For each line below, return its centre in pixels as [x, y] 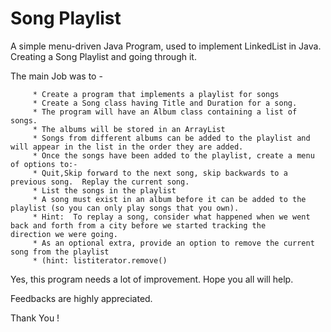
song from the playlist [60, 252]
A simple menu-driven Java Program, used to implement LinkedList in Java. [166, 46]
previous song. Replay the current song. [100, 182]
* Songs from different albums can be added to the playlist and [171, 138]
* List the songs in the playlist [104, 190]
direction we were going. [64, 234]
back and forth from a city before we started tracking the [138, 225]
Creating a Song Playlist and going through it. [103, 56]
